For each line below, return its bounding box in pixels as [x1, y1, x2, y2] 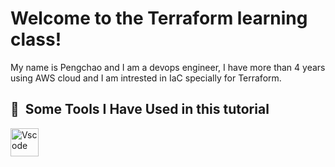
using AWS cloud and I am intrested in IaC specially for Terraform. [10, 72, 282, 84]
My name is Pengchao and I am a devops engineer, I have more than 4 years [10, 61, 326, 73]
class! [10, 28, 62, 51]
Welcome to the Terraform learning [10, 7, 308, 30]
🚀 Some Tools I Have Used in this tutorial [10, 101, 270, 118]
